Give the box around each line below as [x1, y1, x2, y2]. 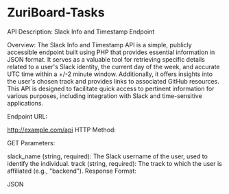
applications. [7, 99, 43, 107]
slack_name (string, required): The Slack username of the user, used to [7, 152, 208, 160]
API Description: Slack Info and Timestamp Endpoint [7, 27, 155, 36]
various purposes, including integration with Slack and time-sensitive [7, 91, 202, 100]
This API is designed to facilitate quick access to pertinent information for [7, 84, 215, 93]
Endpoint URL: [7, 112, 48, 121]
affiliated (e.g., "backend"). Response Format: [7, 167, 137, 175]
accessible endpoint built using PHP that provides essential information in [7, 48, 215, 56]
